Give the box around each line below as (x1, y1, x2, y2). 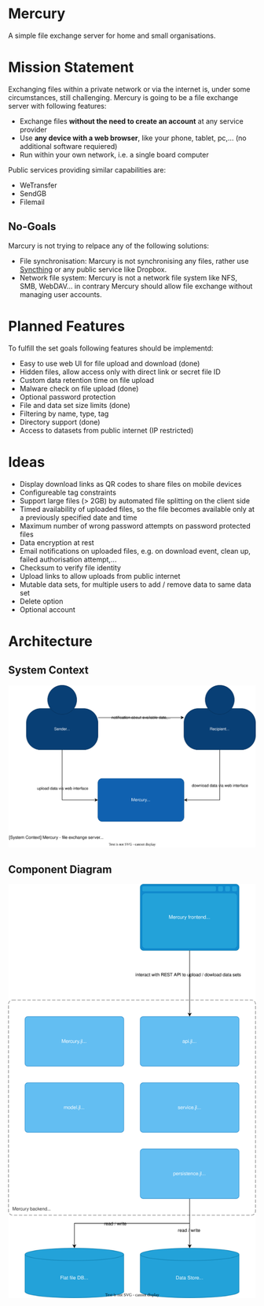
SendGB (19, 188, 47, 198)
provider (19, 124, 47, 134)
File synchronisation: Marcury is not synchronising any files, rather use (19, 256, 249, 265)
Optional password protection (19, 391, 116, 402)
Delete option (19, 596, 64, 606)
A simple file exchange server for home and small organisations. (8, 31, 216, 40)
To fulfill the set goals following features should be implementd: (8, 343, 214, 353)
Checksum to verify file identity (19, 562, 122, 572)
